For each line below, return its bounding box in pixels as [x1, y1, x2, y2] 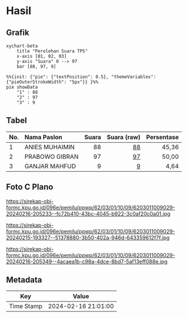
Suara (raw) [106, 133, 141, 141]
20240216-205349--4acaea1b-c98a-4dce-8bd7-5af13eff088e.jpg [6, 257, 168, 265]
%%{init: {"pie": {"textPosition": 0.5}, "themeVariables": [6, 74, 157, 80]
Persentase [146, 133, 179, 141]
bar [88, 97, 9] [16, 63, 57, 69]
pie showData [6, 84, 38, 90]
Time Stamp [9, 302, 43, 310]
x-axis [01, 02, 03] [16, 53, 67, 59]
